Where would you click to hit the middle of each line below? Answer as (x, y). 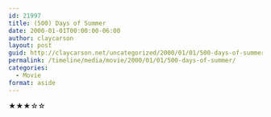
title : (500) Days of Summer (57, 23)
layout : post (30, 46)
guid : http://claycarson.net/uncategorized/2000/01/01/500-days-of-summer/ (138, 53)
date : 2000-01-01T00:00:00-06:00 (65, 30)
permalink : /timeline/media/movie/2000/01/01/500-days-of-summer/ (122, 61)
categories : (28, 68)
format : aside (32, 83)
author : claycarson (41, 38)
